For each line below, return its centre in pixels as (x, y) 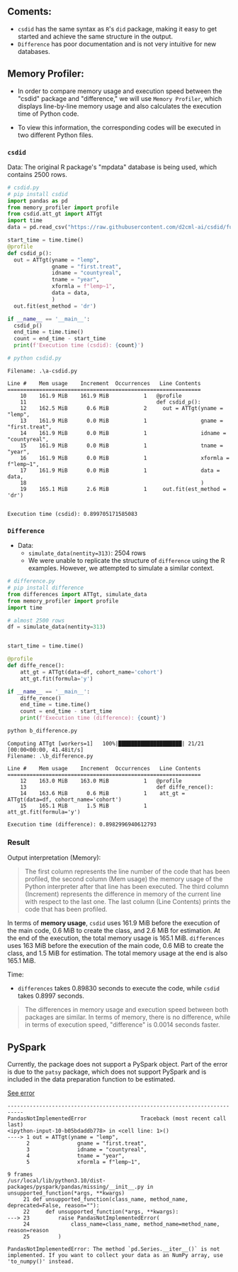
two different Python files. (55, 135)
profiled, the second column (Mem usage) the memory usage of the (124, 879)
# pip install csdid (38, 194)
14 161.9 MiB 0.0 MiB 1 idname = (123, 433)
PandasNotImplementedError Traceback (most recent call (117, 1119)
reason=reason (28, 1231)
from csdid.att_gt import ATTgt (55, 214)
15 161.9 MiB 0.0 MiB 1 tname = (121, 446)
